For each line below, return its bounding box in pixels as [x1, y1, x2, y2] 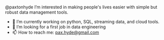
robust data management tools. [5, 9, 69, 15]
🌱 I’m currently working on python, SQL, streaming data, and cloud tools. [12, 19, 160, 24]
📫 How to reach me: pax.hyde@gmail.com [12, 29, 99, 35]
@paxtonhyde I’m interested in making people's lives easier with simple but [5, 4, 158, 10]
